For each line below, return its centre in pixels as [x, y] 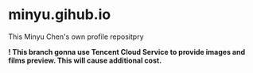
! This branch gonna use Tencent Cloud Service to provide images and [127, 52]
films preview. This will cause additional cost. [85, 60]
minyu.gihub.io [60, 15]
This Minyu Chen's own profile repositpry [76, 36]
